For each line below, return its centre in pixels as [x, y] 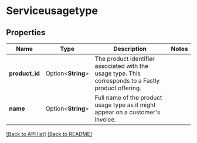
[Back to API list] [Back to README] [49, 134]
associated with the [121, 66]
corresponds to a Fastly [127, 81]
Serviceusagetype [52, 11]
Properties [26, 33]
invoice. [105, 120]
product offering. [118, 88]
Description [130, 49]
